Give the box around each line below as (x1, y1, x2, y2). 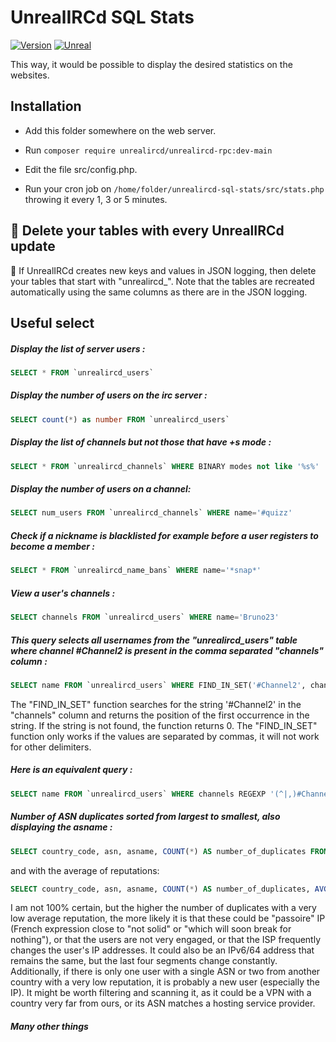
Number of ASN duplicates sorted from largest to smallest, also (10, 811, 281, 823)
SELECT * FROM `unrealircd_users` (10, 367, 155, 378)
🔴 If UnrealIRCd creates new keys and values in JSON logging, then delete (10, 264, 317, 276)
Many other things (10, 1021, 89, 1033)
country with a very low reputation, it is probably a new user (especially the (10, 976, 321, 988)
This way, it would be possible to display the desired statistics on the (10, 58, 293, 70)
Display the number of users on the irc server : (10, 389, 208, 401)
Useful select (10, 314, 95, 331)
